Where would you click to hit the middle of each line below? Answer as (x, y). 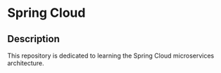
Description (33, 39)
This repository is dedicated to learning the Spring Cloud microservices (111, 55)
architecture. (26, 63)
